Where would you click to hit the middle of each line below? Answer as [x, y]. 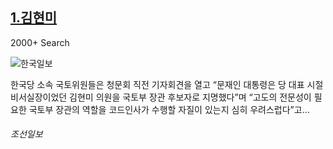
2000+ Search [40, 42]
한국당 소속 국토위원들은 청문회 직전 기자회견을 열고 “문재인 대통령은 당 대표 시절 [167, 84]
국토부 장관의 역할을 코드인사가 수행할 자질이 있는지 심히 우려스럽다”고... [169, 109]
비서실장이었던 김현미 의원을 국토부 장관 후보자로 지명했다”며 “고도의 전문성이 [161, 97]
